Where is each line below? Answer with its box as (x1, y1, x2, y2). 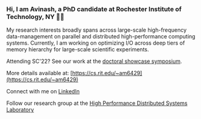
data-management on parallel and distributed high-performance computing (6, 33, 196, 40)
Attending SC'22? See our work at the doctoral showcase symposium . (6, 57, 182, 65)
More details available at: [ (6, 70, 73, 77)
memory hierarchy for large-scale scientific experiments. (6, 46, 149, 53)
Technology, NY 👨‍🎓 (6, 12, 65, 21)
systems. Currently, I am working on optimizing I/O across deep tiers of (6, 39, 185, 47)
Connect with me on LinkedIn (6, 88, 80, 95)
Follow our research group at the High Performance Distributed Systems (6, 99, 188, 107)
